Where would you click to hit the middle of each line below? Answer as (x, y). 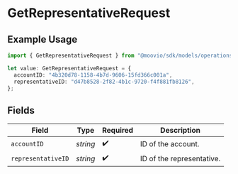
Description (180, 131)
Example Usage (42, 39)
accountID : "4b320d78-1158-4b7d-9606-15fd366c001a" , (93, 75)
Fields (21, 110)
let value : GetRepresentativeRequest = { (69, 68)
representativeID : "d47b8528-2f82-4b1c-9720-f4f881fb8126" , (104, 82)
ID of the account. (170, 143)
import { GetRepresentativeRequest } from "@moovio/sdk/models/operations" (121, 55)
